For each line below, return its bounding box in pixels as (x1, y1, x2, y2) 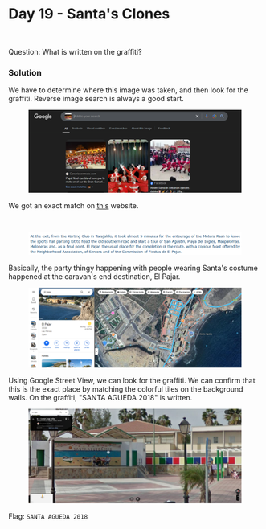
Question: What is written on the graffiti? (8, 47, 142, 56)
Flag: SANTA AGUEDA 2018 (8, 511, 88, 521)
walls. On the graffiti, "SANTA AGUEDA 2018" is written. (8, 393, 193, 403)
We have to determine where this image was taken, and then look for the (8, 85, 249, 95)
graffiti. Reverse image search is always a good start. (8, 94, 185, 104)
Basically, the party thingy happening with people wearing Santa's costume (8, 263, 259, 273)
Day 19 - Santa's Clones (8, 5, 170, 23)
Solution (8, 67, 43, 78)
